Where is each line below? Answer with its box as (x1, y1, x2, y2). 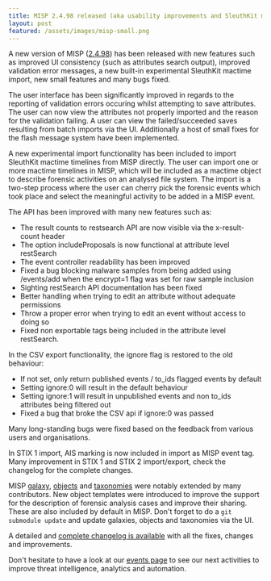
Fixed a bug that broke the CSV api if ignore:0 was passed (19, 408, 214, 418)
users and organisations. (8, 433, 90, 442)
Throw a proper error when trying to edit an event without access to (19, 308, 246, 319)
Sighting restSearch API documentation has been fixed (19, 283, 202, 293)
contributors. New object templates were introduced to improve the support (8, 490, 260, 499)
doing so (19, 317, 50, 327)
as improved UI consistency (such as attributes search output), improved (8, 57, 251, 67)
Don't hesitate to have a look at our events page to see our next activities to (8, 555, 260, 565)
